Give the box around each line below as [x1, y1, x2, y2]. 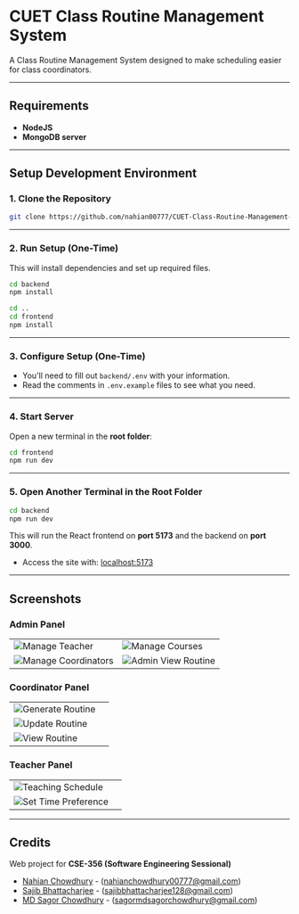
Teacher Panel [9, 759, 73, 771]
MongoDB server [21, 131, 87, 142]
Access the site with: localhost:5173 [21, 557, 154, 568]
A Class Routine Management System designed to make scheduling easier [9, 54, 282, 65]
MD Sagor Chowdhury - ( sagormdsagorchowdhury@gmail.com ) [21, 894, 258, 906]
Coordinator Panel [9, 680, 90, 693]
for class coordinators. [9, 64, 92, 75]
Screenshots [9, 591, 82, 606]
